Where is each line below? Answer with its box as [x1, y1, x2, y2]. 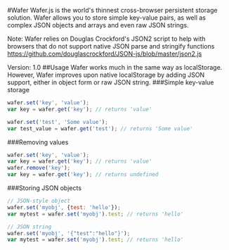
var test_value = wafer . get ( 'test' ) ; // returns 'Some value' [7, 125, 193, 132]
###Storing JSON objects [7, 184, 82, 192]
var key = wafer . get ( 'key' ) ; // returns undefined [7, 171, 159, 178]
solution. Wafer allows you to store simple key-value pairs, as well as [7, 13, 206, 22]
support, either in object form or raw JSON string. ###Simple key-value [7, 78, 214, 87]
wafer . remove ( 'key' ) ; [7, 165, 71, 172]
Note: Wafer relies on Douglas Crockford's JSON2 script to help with [7, 35, 206, 43]
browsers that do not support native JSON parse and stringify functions [7, 42, 215, 50]
